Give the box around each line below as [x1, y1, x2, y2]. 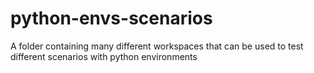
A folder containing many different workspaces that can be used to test [10, 40, 304, 52]
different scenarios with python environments [10, 50, 198, 62]
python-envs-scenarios [10, 7, 213, 30]
